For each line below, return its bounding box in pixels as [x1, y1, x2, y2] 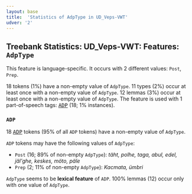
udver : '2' [6, 20, 33, 25]
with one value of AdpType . [6, 182, 70, 189]
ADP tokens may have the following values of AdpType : [6, 140, 135, 147]
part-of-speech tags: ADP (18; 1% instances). [6, 102, 115, 109]
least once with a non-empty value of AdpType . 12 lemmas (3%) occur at [6, 89, 181, 96]
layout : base [6, 8, 38, 15]
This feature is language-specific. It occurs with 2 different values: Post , [6, 65, 182, 72]
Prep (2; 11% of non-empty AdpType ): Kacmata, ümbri [14, 164, 144, 171]
